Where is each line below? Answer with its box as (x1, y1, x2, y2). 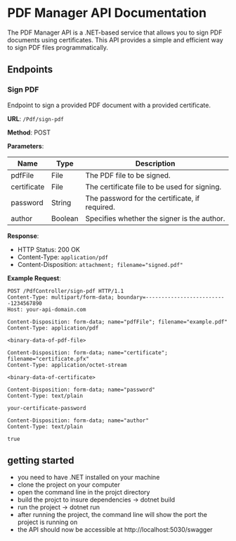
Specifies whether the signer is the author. (85, 213, 225, 223)
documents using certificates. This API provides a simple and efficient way (7, 35, 223, 44)
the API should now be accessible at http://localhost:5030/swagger (17, 526, 213, 534)
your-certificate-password (7, 404, 86, 411)
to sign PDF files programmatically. (7, 43, 109, 51)
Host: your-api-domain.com (7, 306, 86, 313)
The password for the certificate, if (85, 193, 200, 203)
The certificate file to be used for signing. (85, 182, 222, 192)
